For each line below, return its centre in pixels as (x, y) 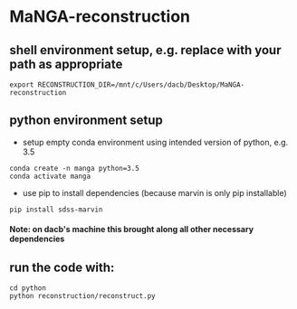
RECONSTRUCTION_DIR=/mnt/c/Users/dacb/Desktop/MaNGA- (141, 85)
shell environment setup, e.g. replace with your (145, 50)
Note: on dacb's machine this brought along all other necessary (132, 229)
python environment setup (86, 121)
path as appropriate (66, 64)
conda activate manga (50, 176)
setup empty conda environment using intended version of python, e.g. (155, 142)
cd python (28, 288)
